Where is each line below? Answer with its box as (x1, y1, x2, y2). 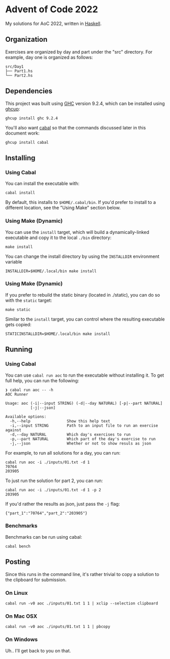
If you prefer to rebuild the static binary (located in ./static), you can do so (5, 292, 160, 298)
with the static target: (5, 297, 52, 303)
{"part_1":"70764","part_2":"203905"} (5, 511, 88, 516)
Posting (5, 558, 31, 566)
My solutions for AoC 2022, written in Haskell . (5, 20, 102, 27)
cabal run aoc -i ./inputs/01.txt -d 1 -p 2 (5, 487, 101, 492)
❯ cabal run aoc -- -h (5, 387, 53, 392)
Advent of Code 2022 (5, 4, 98, 15)
